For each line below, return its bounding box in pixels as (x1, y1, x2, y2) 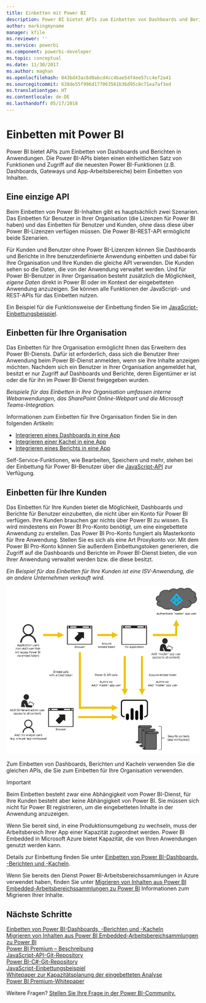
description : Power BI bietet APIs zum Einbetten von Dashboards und (6, 16, 188, 23)
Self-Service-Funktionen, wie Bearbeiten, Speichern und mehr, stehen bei (6, 457, 193, 464)
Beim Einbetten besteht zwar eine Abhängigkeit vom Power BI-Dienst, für (6, 791, 191, 798)
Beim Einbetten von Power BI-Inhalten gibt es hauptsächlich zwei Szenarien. (6, 208, 199, 215)
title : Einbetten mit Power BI (6, 10, 86, 16)
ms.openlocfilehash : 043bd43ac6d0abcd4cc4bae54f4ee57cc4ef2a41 (6, 74, 172, 81)
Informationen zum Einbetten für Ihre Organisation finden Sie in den (6, 413, 177, 421)
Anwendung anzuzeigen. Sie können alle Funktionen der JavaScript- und (6, 285, 191, 292)
